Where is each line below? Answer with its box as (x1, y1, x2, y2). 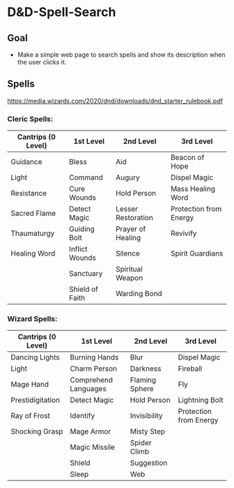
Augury (116, 172, 141, 182)
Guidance (10, 157, 42, 167)
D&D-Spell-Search (7, 4, 116, 20)
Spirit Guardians (170, 249, 224, 258)
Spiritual (116, 265, 143, 274)
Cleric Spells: (7, 114, 54, 124)
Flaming (130, 375, 157, 385)
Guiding (69, 224, 95, 234)
